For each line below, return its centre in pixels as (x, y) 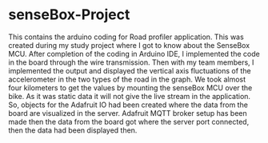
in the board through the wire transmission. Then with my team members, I (131, 62)
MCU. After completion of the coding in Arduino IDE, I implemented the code (134, 54)
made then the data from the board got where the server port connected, (129, 121)
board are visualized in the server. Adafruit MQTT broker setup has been (128, 113)
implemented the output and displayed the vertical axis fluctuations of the (130, 70)
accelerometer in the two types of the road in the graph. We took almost (127, 79)
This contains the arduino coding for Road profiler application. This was (126, 37)
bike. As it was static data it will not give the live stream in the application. (129, 96)
